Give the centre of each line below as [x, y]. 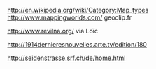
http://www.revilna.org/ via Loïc [53, 31]
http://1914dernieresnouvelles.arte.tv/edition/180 [77, 44]
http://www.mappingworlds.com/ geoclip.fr [70, 17]
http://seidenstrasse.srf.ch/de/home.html [66, 58]
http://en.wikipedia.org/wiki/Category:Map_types [78, 10]
